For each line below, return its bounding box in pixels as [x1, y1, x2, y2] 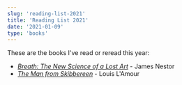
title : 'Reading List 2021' [7, 17, 89, 24]
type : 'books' [7, 29, 49, 37]
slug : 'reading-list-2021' [7, 10, 86, 17]
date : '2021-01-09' [7, 23, 64, 30]
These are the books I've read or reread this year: [7, 49, 150, 57]
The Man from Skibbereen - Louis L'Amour [17, 70, 140, 78]
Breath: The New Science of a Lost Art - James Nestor [17, 62, 175, 70]
